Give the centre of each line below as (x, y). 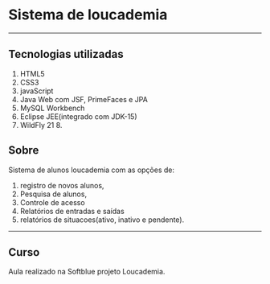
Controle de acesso (53, 202)
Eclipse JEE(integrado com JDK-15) (78, 116)
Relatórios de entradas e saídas (72, 211)
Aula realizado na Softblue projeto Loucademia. (87, 272)
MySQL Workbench (52, 108)
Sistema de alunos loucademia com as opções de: (92, 170)
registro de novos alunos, (62, 185)
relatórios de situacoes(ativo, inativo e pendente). (102, 220)
